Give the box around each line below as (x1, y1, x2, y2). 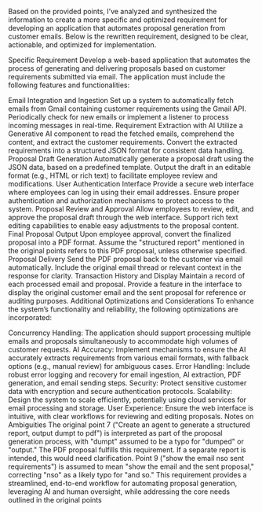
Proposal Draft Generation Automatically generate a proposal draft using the (8, 154, 254, 164)
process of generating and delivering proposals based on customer (8, 64, 226, 73)
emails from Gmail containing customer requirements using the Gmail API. (8, 104, 247, 113)
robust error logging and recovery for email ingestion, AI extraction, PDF (8, 370, 242, 379)
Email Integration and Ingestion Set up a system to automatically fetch (8, 96, 234, 105)
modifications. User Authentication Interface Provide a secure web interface (8, 179, 254, 188)
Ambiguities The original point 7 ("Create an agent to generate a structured (8, 420, 251, 429)
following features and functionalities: (8, 80, 130, 90)
